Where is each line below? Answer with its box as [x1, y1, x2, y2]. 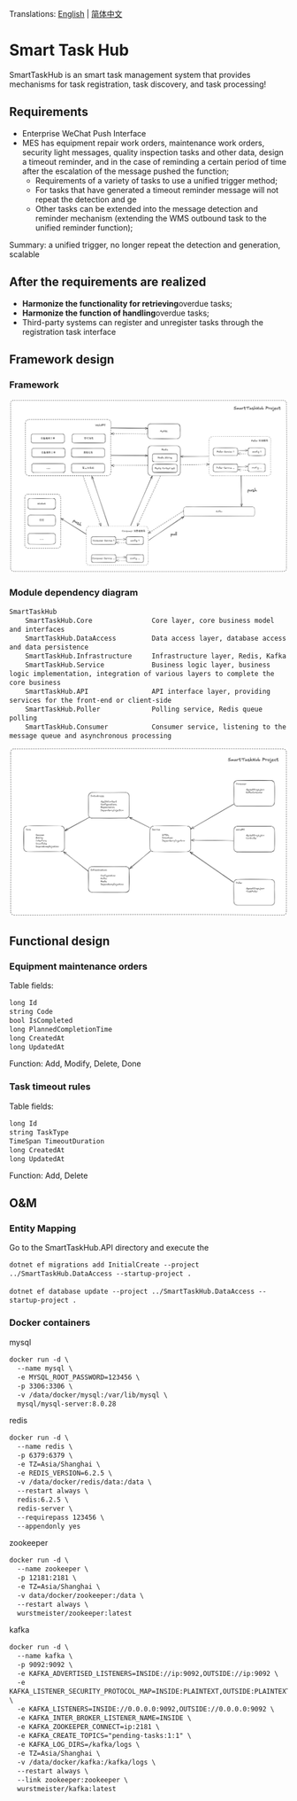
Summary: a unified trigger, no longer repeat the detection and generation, [9, 239, 281, 250]
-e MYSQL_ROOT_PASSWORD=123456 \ [17, 1373, 141, 1382]
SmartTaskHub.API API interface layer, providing [25, 687, 271, 697]
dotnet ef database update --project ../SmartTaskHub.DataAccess [9, 1287, 255, 1297]
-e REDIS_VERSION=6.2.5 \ [17, 1469, 113, 1477]
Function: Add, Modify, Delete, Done [9, 1058, 141, 1069]
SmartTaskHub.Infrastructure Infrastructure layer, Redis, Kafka [25, 651, 287, 661]
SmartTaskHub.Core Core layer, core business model [25, 616, 275, 626]
